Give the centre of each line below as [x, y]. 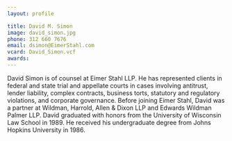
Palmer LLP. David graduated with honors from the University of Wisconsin [114, 115]
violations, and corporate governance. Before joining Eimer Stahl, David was [116, 100]
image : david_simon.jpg [42, 33]
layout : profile [31, 14]
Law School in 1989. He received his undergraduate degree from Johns [109, 122]
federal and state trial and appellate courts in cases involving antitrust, [108, 85]
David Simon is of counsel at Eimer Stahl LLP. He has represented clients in [115, 78]
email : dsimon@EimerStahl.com [51, 46]
